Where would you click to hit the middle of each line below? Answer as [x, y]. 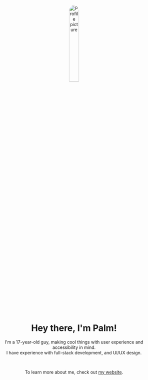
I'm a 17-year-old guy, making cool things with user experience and [74, 342]
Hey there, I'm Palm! [74, 328]
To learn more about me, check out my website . [74, 372]
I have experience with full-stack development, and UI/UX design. [74, 352]
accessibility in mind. [74, 347]
